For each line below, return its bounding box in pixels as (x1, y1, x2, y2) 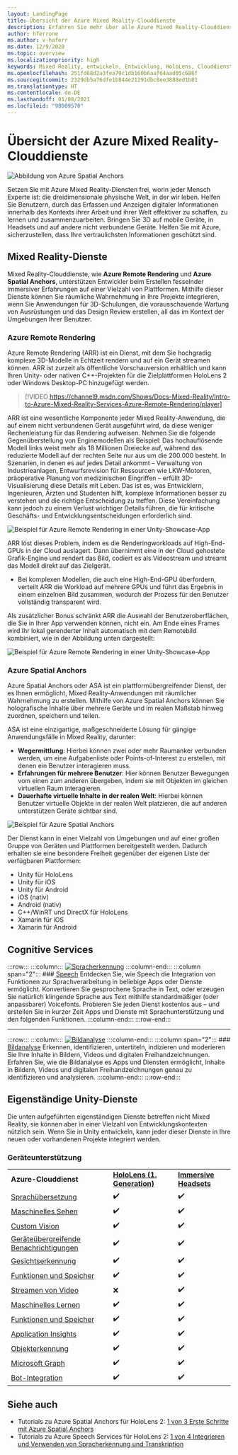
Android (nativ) (17, 901, 62, 909)
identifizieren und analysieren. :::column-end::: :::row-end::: (7, 1073, 181, 1082)
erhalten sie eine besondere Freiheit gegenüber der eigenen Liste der (7, 849, 210, 857)
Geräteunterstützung (7, 1152, 82, 1162)
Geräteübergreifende (11, 1234, 81, 1244)
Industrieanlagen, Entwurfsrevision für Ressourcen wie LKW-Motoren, (7, 466, 212, 474)
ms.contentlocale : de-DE (7, 89, 81, 96)
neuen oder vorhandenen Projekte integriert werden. (7, 1134, 161, 1143)
